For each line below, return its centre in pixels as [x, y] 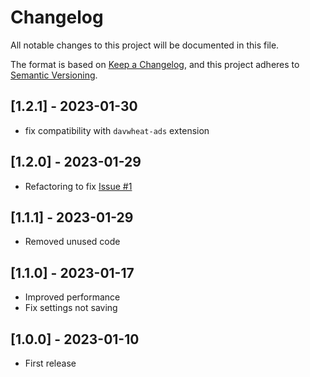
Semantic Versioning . [54, 75]
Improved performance [72, 297]
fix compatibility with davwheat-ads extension [117, 130]
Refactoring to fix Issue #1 [78, 186]
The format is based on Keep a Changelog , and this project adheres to [155, 64]
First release [50, 363]
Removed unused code [72, 242]
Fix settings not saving [71, 308]
